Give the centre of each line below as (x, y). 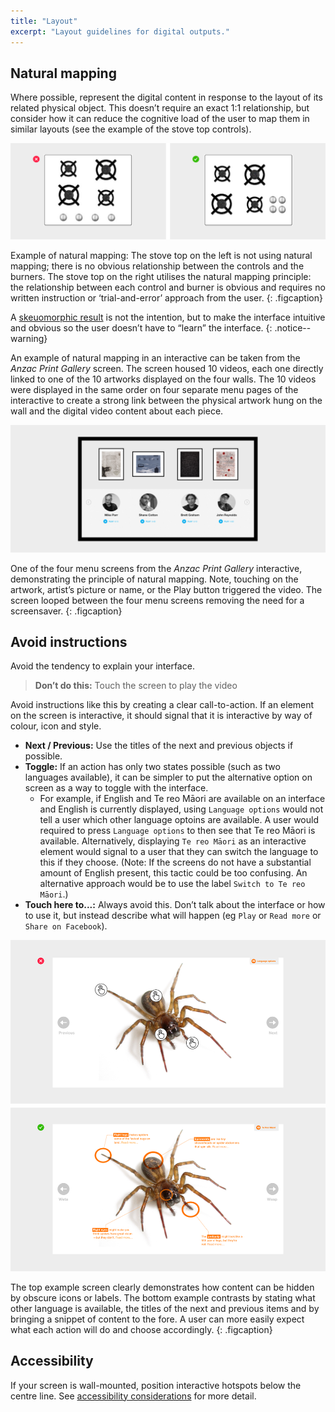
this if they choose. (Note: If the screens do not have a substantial (175, 862)
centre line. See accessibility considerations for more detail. (133, 1396)
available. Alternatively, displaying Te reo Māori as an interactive (173, 841)
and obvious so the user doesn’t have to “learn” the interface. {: (141, 327)
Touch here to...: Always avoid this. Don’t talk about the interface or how (175, 905)
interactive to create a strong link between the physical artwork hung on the (166, 400)
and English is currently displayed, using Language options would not (181, 809)
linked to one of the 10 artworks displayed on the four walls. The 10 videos (163, 379)
